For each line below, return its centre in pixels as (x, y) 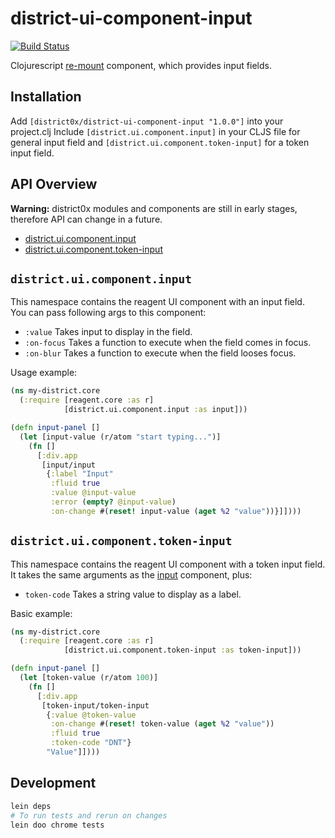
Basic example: (41, 613)
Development (53, 783)
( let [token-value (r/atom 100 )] (89, 678)
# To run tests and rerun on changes (89, 815)
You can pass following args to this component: (108, 313)
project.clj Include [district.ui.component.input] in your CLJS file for (155, 131)
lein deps (31, 806)
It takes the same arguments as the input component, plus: (131, 574)
